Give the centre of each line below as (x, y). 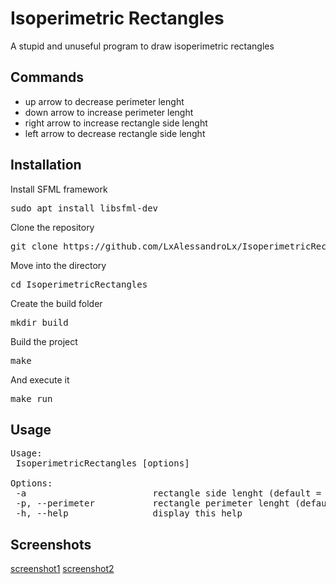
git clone (34, 246)
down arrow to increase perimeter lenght (109, 112)
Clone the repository (52, 227)
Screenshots (51, 544)
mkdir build (39, 322)
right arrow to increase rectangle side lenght (116, 123)
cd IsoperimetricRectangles (79, 284)
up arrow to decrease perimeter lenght (104, 101)
